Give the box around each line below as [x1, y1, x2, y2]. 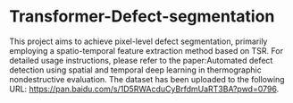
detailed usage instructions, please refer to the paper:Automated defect [9, 55, 273, 65]
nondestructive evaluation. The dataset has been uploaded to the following [9, 73, 285, 84]
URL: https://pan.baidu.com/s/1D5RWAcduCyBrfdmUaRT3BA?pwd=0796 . [9, 83, 280, 94]
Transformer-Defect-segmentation [9, 6, 275, 27]
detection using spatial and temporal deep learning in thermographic [9, 64, 262, 75]
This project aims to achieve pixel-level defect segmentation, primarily [9, 36, 268, 47]
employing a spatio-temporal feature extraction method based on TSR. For [9, 45, 284, 56]
